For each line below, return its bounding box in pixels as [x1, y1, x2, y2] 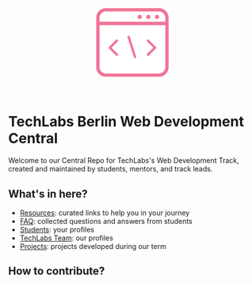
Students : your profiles [19, 225, 95, 234]
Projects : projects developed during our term [19, 241, 166, 251]
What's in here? [8, 187, 89, 201]
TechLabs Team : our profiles [19, 233, 113, 243]
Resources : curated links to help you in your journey [19, 208, 190, 217]
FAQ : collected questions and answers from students [19, 216, 193, 225]
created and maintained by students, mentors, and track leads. [8, 164, 213, 174]
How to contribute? [8, 265, 105, 278]
